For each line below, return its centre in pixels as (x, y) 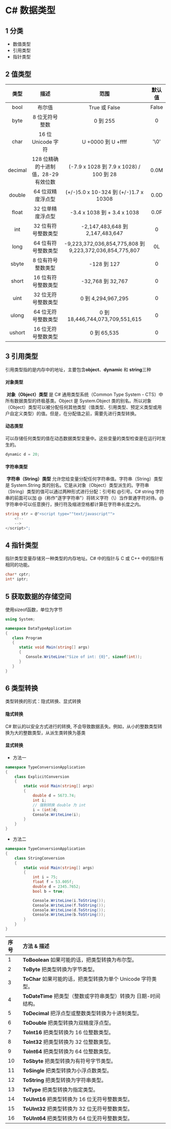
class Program (27, 638)
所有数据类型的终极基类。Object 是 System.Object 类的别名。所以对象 (78, 401)
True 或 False (105, 107)
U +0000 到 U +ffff (105, 142)
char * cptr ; (18, 574)
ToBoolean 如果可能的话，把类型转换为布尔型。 (80, 959)
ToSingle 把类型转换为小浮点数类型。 (67, 1070)
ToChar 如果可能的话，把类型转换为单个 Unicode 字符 (87, 979)
